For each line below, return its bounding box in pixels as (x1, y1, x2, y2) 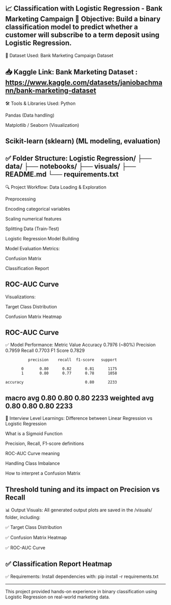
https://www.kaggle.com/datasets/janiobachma (5, 78, 163, 87)
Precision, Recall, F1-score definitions (5, 440, 84, 446)
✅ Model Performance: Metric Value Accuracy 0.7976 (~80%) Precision (5, 342, 156, 348)
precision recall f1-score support (27, 357, 117, 363)
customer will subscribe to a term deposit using (5, 31, 160, 39)
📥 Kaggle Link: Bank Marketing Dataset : (5, 68, 138, 77)
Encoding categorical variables (5, 206, 70, 212)
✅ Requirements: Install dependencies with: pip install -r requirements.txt (5, 573, 159, 579)
